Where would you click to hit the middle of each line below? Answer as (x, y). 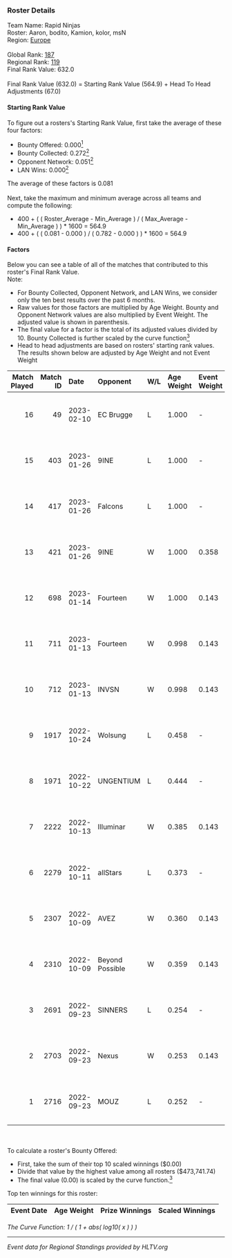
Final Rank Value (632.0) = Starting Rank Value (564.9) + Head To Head (109, 84)
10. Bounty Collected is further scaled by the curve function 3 (103, 337)
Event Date (29, 1210)
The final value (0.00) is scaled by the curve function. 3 (95, 1179)
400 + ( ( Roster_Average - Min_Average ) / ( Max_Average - (103, 219)
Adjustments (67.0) (34, 91)
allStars (110, 872)
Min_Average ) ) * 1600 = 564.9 (62, 226)
